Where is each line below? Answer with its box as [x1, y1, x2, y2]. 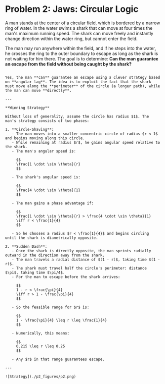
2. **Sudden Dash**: [5, 244, 48, 249]
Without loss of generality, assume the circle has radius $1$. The [5, 114, 149, 119]
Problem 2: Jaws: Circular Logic [5, 3, 139, 15]
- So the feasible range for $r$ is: [11, 305, 90, 310]
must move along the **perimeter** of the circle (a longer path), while [5, 83, 161, 89]
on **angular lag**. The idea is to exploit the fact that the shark [5, 79, 152, 84]
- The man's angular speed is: [11, 149, 77, 154]
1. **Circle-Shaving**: [5, 127, 54, 132]
